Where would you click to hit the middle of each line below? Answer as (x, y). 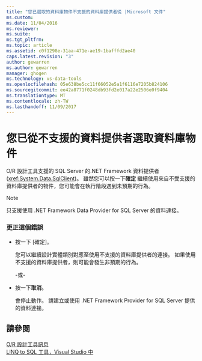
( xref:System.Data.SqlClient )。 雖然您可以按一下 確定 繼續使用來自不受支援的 (101, 178)
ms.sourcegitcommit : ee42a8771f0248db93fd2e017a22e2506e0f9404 (87, 90)
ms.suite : (19, 34)
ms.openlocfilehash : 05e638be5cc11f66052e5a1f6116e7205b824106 (87, 85)
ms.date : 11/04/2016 (32, 23)
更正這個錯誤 (25, 228)
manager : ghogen (26, 73)
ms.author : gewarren (32, 68)
